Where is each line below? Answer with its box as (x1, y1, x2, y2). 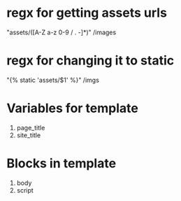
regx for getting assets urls (6, 5, 167, 21)
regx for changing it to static (6, 53, 175, 69)
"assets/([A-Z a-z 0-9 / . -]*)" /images (6, 28, 117, 36)
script (16, 186, 34, 194)
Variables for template (6, 100, 139, 116)
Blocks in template (6, 155, 117, 171)
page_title (16, 123, 45, 132)
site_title (16, 131, 41, 139)
